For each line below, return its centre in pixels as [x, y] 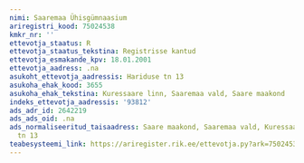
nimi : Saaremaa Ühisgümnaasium [68, 18]
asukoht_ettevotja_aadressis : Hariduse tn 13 [96, 77]
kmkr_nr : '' [32, 34]
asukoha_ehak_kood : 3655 [56, 85]
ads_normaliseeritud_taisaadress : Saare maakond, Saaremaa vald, [135, 128]
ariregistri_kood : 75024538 [62, 26]
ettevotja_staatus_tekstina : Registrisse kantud [103, 52]
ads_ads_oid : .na [42, 119]
